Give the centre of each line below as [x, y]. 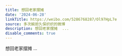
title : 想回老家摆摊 [25, 10]
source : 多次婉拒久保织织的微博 [35, 24]
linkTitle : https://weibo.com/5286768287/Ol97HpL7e [61, 19]
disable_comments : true [30, 33]
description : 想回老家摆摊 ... [37, 29]
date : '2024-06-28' [26, 15]
